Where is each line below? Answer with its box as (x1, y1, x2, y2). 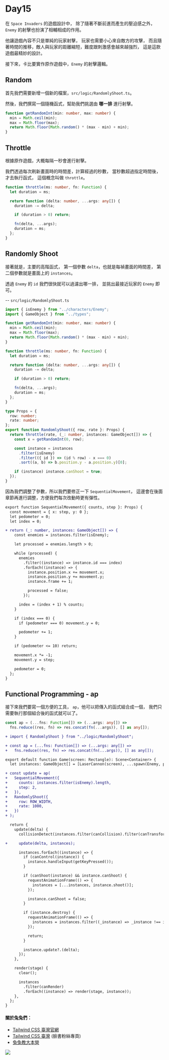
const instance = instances (14, 446, 73, 451)
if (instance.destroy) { (23, 910, 75, 915)
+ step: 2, (5, 785, 37, 790)
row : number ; (10, 413, 37, 419)
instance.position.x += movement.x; (27, 570, 105, 575)
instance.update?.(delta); (23, 947, 80, 952)
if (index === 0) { (14, 616, 55, 621)
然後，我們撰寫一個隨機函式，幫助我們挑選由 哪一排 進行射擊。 (5, 101, 136, 107)
